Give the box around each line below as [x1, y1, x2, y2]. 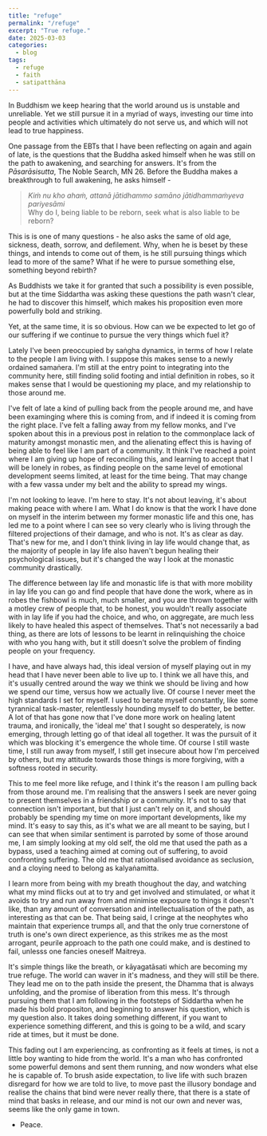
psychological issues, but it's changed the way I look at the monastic [8, 554, 234, 564]
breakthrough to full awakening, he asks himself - [8, 175, 171, 184]
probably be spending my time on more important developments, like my [8, 812, 247, 822]
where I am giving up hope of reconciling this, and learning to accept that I [8, 454, 253, 463]
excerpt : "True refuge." [8, 26, 91, 34]
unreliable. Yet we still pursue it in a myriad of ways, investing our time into [8, 108, 253, 118]
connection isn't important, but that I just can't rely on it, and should [8, 804, 231, 813]
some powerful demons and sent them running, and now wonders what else [8, 1062, 258, 1071]
